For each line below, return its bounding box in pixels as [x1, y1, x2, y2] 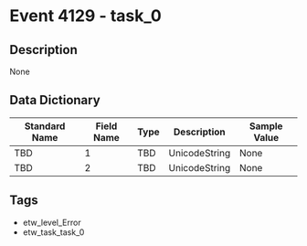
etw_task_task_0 [22, 226, 85, 238]
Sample [249, 120, 283, 133]
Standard [24, 120, 66, 133]
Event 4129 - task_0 [9, 5, 162, 27]
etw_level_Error [22, 217, 81, 228]
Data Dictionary [9, 92, 101, 108]
